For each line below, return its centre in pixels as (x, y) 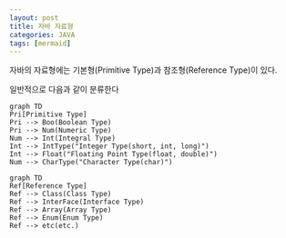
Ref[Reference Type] (49, 186)
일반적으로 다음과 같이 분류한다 (65, 89)
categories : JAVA (42, 35)
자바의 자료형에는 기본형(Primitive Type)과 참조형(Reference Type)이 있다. (143, 70)
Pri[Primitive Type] (49, 114)
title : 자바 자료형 (41, 26)
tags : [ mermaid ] (40, 43)
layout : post (34, 18)
